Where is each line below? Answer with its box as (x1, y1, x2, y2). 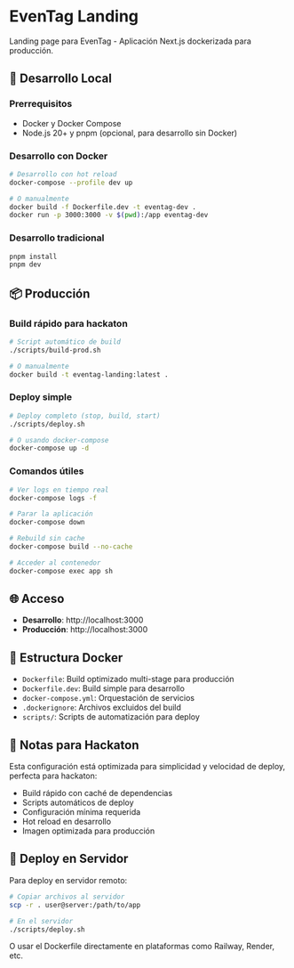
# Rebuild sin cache (9, 534, 86, 543)
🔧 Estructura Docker (9, 650, 123, 665)
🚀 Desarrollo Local (9, 71, 113, 86)
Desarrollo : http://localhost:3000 (21, 614, 144, 625)
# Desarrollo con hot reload (9, 169, 117, 179)
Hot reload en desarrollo (21, 817, 112, 827)
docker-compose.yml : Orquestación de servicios (21, 693, 195, 704)
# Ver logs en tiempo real (9, 485, 109, 494)
